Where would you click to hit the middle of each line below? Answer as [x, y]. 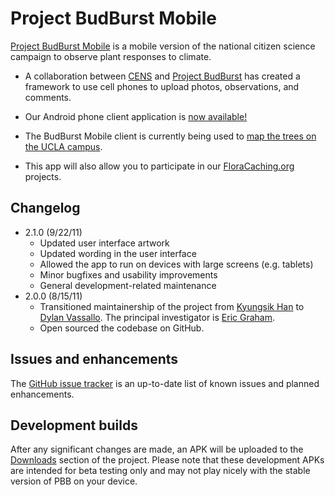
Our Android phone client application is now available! [136, 116]
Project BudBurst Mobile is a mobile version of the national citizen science [163, 46]
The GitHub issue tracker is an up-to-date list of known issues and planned [165, 383]
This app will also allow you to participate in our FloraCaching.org [159, 166]
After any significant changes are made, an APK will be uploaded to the [157, 449]
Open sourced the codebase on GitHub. [122, 328]
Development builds [74, 425]
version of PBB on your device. [74, 481]
